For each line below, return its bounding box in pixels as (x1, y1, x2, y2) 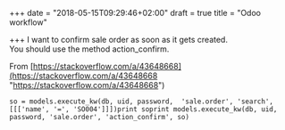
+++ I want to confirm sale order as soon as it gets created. (9, 35, 228, 45)
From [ (9, 61, 34, 71)
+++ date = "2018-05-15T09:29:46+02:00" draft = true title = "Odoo (9, 8, 262, 18)
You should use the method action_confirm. (9, 44, 170, 54)
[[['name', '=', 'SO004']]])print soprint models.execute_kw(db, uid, (9, 105, 278, 114)
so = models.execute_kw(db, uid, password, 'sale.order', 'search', (9, 97, 274, 106)
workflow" (9, 17, 47, 28)
